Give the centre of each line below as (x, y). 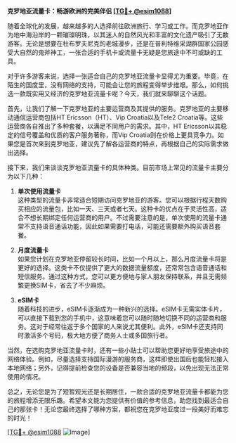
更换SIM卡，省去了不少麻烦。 (66, 285)
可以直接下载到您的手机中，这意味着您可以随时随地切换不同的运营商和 (119, 318)
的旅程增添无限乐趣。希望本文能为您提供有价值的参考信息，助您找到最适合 (115, 400)
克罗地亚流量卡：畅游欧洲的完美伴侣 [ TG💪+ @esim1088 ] (90, 11)
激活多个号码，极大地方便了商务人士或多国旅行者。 (98, 335)
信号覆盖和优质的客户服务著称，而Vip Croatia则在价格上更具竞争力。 (119, 135)
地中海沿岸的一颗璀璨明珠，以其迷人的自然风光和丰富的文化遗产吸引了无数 (121, 35)
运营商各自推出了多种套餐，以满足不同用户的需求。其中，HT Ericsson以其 (114, 126)
